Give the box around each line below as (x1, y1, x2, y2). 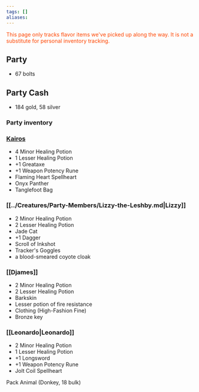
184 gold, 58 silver (14, 104, 61, 111)
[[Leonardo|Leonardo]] (6, 328, 75, 336)
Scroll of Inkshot (14, 240, 56, 247)
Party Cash (6, 87, 49, 98)
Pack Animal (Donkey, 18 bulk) (6, 379, 81, 386)
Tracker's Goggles (14, 247, 61, 254)
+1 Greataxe (14, 161, 45, 168)
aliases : (6, 14, 28, 20)
